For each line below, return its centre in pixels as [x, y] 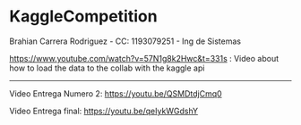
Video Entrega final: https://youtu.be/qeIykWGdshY [104, 111]
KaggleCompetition [84, 17]
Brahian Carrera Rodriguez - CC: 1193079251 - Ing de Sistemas [125, 41]
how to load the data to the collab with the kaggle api [107, 68]
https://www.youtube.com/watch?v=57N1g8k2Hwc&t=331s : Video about [144, 58]
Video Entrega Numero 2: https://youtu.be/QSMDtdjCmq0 [116, 93]
